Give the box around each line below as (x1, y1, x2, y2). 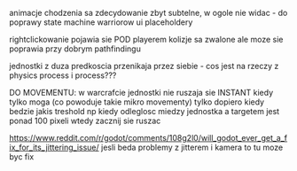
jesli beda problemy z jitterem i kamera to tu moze (100, 142, 284, 152)
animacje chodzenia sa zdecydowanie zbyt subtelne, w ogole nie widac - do (9, 8, 288, 18)
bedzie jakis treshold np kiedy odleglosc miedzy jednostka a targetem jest (9, 106, 280, 116)
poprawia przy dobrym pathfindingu (9, 43, 142, 54)
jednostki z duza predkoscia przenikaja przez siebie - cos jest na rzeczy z (9, 61, 279, 71)
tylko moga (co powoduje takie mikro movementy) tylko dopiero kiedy (9, 97, 264, 107)
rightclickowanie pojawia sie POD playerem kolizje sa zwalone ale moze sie (9, 35, 284, 44)
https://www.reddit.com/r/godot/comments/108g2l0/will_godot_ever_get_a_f (9, 133, 288, 143)
